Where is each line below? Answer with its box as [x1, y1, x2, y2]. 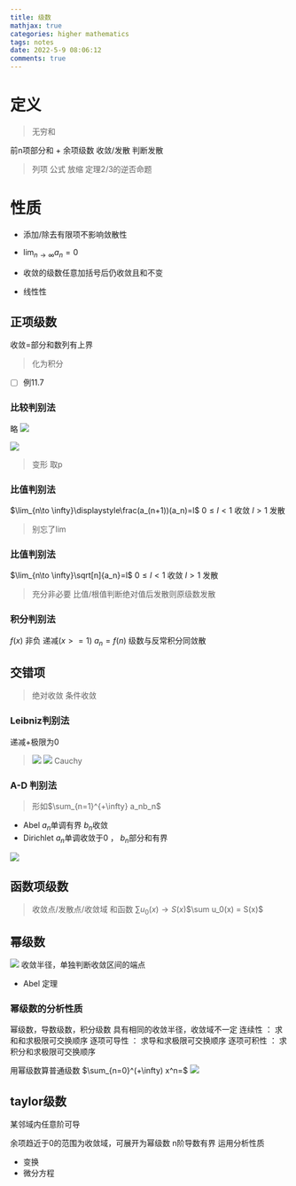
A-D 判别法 [10, 779, 58, 792]
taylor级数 [10, 1094, 67, 1109]
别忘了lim [31, 524, 66, 534]
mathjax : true [10, 21, 63, 30]
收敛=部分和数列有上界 [10, 339, 94, 350]
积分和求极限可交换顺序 [10, 1047, 96, 1057]
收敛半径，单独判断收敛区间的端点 [20, 959, 145, 970]
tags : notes [10, 37, 54, 47]
